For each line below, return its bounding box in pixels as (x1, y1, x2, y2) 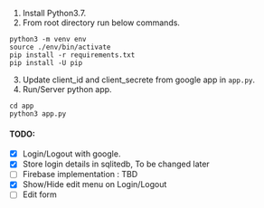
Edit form (22, 189, 57, 200)
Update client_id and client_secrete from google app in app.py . (22, 74, 256, 85)
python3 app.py (9, 109, 67, 118)
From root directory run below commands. (22, 17, 181, 28)
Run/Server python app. (22, 84, 112, 94)
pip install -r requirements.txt (9, 51, 136, 60)
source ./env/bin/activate (9, 43, 111, 52)
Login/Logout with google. (22, 148, 121, 159)
